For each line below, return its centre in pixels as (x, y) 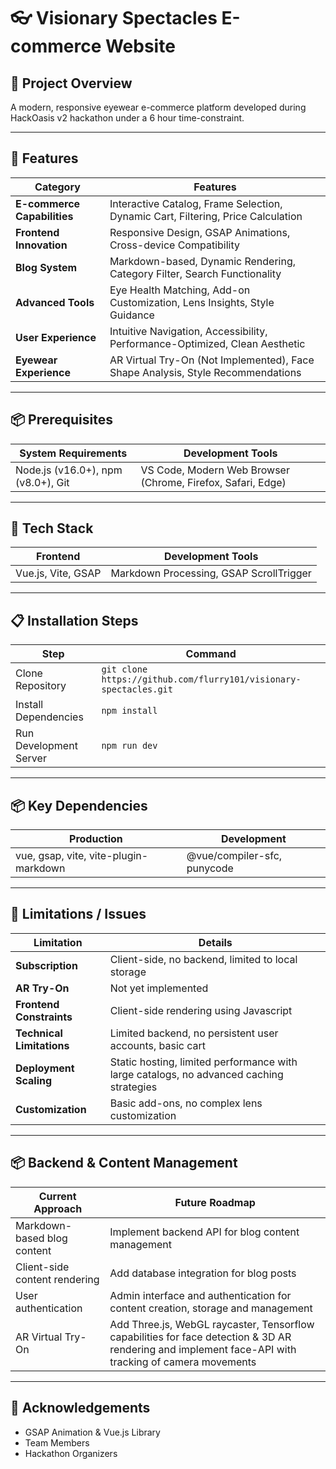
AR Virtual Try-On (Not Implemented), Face (212, 360)
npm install (129, 711)
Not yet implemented (159, 988)
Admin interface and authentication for (200, 1295)
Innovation (41, 245)
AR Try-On (42, 988)
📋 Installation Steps (74, 620)
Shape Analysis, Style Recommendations (205, 372)
